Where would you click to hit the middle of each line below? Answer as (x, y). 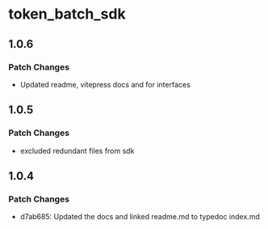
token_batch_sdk (67, 14)
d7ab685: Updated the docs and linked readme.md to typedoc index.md (140, 217)
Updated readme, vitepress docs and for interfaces (105, 84)
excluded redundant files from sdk (77, 151)
